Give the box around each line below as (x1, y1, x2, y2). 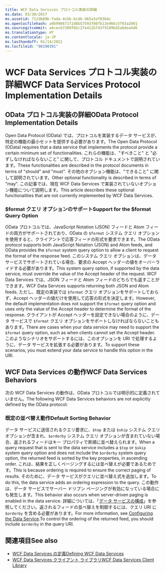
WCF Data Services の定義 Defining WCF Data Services (12, 550, 124, 556)
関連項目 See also (5, 537, 58, 545)
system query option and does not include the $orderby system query (5, 450, 146, 456)
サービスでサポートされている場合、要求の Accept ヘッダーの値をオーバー (5, 259, 156, 265)
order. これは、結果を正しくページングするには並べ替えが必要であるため (5, 461, 152, 467)
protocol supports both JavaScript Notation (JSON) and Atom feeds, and (5, 242, 153, 248)
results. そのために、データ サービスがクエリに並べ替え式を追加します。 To (5, 473, 157, 479)
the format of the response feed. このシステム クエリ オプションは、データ (5, 252, 157, 259)
